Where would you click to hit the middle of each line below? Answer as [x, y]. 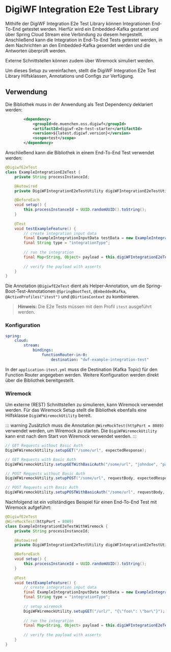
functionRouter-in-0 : [64, 355]
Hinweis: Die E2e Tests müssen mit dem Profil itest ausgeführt [84, 307]
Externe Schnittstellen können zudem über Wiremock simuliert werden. [80, 60]
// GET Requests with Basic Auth [41, 459]
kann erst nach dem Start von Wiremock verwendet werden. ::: [71, 436]
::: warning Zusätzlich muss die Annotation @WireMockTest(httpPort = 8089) [85, 426]
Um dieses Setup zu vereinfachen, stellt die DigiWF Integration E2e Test [81, 71]
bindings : [43, 350]
